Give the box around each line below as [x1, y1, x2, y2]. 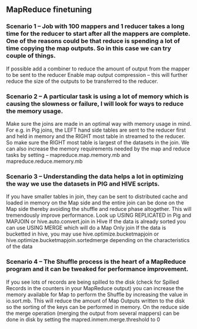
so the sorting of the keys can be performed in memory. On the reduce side [6, 303, 189, 310]
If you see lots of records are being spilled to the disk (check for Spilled [6, 278, 179, 286]
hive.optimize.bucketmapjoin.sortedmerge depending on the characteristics [6, 237, 190, 244]
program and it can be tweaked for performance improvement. [6, 265, 189, 273]
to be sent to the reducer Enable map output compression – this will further [6, 71, 188, 78]
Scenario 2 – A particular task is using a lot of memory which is [6, 92, 189, 100]
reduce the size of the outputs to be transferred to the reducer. [6, 78, 159, 85]
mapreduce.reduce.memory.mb [6, 157, 83, 164]
